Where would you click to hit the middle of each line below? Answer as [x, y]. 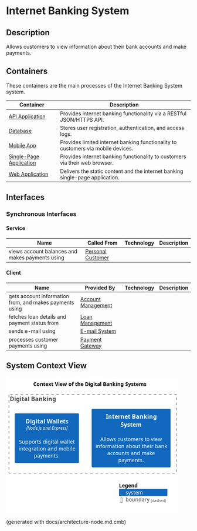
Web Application [28, 174]
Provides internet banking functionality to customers [123, 156]
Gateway [91, 346]
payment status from [34, 323]
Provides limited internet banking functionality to [118, 142]
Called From [102, 243]
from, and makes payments [41, 302]
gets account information [39, 296]
